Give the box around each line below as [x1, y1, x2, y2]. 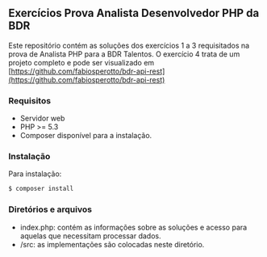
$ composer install [8, 185, 74, 193]
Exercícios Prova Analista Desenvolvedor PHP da [8, 6, 260, 20]
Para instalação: [8, 169, 62, 179]
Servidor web [19, 113, 65, 124]
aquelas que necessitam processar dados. [19, 230, 161, 241]
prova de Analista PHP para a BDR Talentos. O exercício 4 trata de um [8, 48, 240, 59]
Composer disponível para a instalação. [19, 131, 152, 141]
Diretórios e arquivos [8, 204, 93, 215]
